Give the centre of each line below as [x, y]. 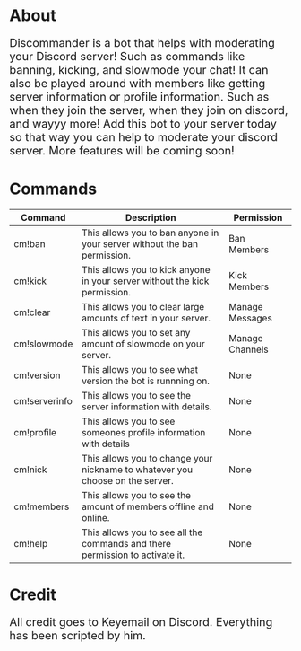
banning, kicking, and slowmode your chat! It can [139, 70]
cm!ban [30, 244]
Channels [248, 349]
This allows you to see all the [142, 532]
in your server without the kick [146, 281]
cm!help [31, 544]
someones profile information [144, 433]
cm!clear [32, 312]
